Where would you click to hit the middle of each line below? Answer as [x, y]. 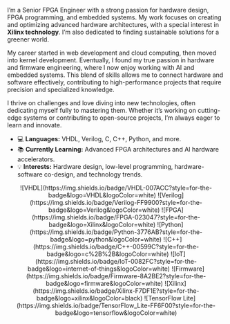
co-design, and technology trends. [93, 174]
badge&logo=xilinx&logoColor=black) [89, 298]
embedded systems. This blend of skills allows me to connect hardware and [115, 75]
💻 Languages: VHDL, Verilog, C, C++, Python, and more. [99, 139]
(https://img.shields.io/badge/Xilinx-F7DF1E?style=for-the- [116, 291]
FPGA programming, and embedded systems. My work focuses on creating [115, 17]
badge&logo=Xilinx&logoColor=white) [102, 225]
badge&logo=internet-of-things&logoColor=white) [99, 269]
